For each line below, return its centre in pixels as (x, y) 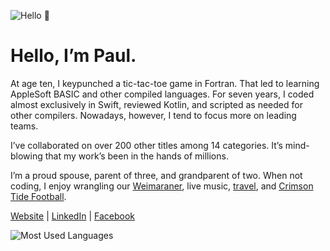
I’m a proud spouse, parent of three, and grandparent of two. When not (156, 175)
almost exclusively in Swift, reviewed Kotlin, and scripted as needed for (156, 104)
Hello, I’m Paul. (73, 56)
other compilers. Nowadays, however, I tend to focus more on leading (153, 115)
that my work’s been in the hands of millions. (136, 156)
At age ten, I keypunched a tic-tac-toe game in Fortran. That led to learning (165, 83)
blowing (26, 156)
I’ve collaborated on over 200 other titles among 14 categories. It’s (146, 145)
